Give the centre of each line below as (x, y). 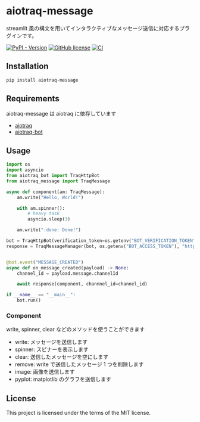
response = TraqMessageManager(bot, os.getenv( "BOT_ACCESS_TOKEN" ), (93, 246)
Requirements (33, 99)
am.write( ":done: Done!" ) (49, 230)
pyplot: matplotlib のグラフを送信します (63, 379)
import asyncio (25, 170)
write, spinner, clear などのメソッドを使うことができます (76, 330)
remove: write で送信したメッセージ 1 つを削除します (79, 364)
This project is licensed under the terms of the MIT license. (78, 413)
